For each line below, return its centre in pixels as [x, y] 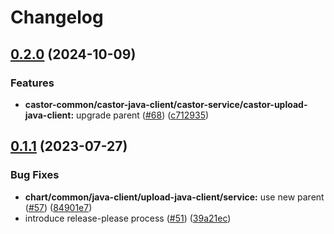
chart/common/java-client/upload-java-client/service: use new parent [174, 197]
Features [32, 83]
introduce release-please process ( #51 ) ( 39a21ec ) [128, 218]
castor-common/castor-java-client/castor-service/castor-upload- [166, 104]
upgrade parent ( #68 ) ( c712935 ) [143, 115]
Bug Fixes [35, 175]
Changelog [57, 17]
